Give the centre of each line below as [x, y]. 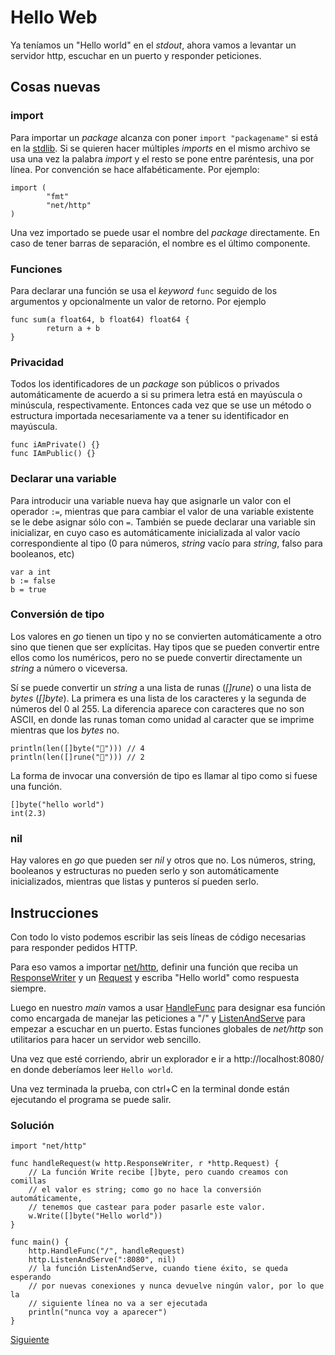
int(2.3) [28, 813]
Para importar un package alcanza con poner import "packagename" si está [164, 137]
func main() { [40, 1242]
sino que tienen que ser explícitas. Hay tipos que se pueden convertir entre [165, 647]
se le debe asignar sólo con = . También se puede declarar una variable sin [163, 522]
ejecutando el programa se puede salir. [91, 1099]
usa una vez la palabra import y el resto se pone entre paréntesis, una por [162, 158]
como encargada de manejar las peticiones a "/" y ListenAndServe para [158, 1018]
